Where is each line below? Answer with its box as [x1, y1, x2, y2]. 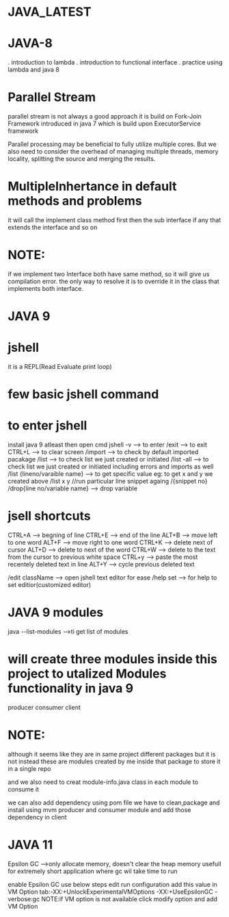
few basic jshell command [8, 387, 159, 402]
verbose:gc [8, 894, 40, 903]
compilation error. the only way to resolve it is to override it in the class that [8, 277, 219, 285]
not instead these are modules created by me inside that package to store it [8, 757, 221, 765]
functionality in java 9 [8, 680, 134, 696]
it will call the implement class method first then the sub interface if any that [8, 216, 221, 224]
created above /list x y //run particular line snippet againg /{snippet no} [8, 477, 208, 486]
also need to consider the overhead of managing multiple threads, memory [8, 147, 219, 156]
